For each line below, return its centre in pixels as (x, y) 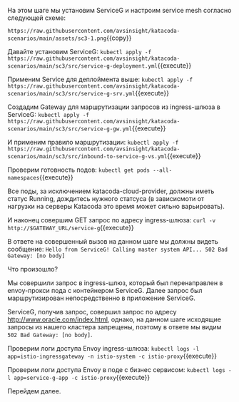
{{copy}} (119, 38)
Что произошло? (33, 269)
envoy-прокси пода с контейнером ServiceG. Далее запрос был (105, 290)
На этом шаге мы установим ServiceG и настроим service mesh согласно (119, 10)
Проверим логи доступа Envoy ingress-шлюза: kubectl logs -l (103, 348)
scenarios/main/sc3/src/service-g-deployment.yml (83, 66)
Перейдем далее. (34, 391)
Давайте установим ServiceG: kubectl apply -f (80, 52)
